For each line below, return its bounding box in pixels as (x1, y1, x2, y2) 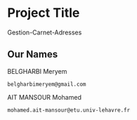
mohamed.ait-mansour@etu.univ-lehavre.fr (7, 107, 131, 114)
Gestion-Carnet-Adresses (7, 28, 82, 36)
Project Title (7, 5, 80, 21)
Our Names (7, 48, 58, 60)
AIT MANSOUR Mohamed (7, 93, 82, 101)
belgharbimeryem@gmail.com (7, 81, 86, 88)
